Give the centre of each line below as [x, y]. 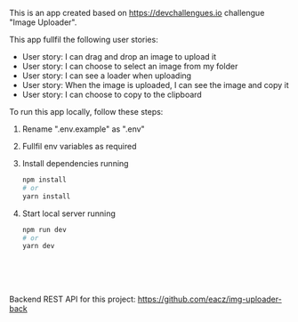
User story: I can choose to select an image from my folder [130, 66]
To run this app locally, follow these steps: [86, 112]
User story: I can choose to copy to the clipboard [112, 94]
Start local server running [68, 213]
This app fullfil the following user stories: [84, 40]
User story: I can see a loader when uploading [107, 76]
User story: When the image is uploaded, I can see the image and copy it [155, 85]
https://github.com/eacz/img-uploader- [209, 299]
